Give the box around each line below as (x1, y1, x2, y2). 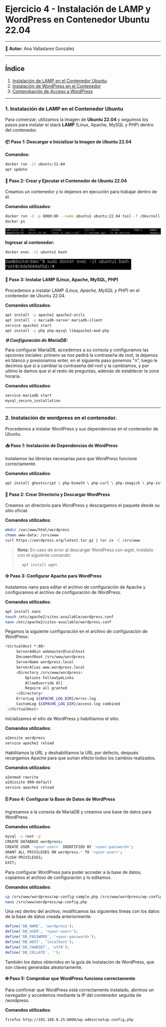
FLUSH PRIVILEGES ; (5, 855, 43, 860)
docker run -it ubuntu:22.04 (5, 162, 65, 167)
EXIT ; (5, 860, 16, 865)
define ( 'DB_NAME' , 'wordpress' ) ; (5, 924, 74, 929)
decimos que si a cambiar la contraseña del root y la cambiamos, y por (5, 363, 149, 369)
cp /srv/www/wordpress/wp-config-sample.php (5, 894, 98, 899)
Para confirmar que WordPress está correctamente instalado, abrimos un (5, 987, 154, 993)
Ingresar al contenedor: (5, 239, 55, 246)
